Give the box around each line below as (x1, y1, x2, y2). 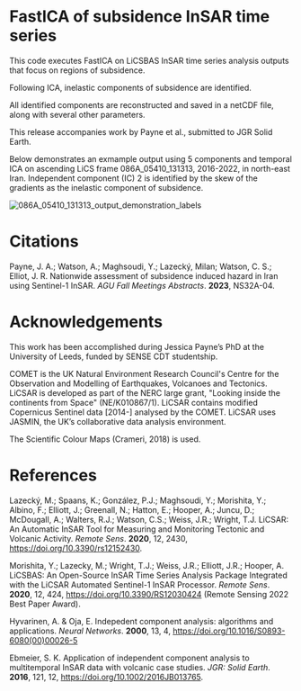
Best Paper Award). (9, 598, 81, 609)
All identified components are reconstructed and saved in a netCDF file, (9, 99, 274, 110)
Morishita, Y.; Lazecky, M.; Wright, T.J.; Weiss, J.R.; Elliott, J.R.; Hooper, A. (9, 560, 285, 570)
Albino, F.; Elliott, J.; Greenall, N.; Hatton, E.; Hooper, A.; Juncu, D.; (9, 504, 255, 515)
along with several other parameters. (9, 109, 146, 120)
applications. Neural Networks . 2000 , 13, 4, (9, 625, 171, 636)
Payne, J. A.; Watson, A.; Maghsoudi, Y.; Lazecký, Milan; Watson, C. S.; (9, 261, 272, 272)
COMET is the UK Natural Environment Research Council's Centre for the (9, 368, 279, 379)
